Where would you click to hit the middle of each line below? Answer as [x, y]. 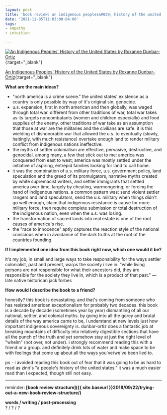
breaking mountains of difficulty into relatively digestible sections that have [82, 332]
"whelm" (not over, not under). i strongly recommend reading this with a [79, 342]
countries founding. [33, 240]
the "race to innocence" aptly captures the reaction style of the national [86, 229]
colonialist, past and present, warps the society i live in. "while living [75, 264]
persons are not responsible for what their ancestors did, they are [72, 270]
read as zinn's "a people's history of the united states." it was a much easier [83, 368]
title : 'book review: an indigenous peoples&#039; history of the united [83, 14]
